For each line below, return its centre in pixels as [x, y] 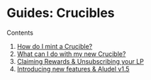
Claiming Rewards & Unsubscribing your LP [80, 61]
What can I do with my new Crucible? [71, 54]
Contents [20, 33]
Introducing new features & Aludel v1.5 [73, 69]
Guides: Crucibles [61, 13]
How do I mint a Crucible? [55, 46]
